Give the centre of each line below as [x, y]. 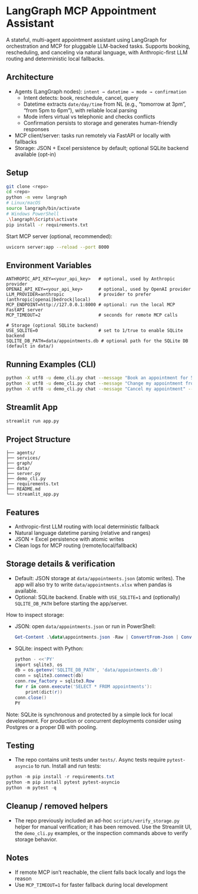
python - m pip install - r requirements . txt [60, 777]
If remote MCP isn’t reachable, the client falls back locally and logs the [100, 872]
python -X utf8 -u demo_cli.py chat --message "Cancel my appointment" [96, 389]
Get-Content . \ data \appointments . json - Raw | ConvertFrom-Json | [96, 637]
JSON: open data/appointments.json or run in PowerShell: [85, 626]
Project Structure [38, 439]
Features [23, 512]
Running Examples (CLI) [51, 364]
